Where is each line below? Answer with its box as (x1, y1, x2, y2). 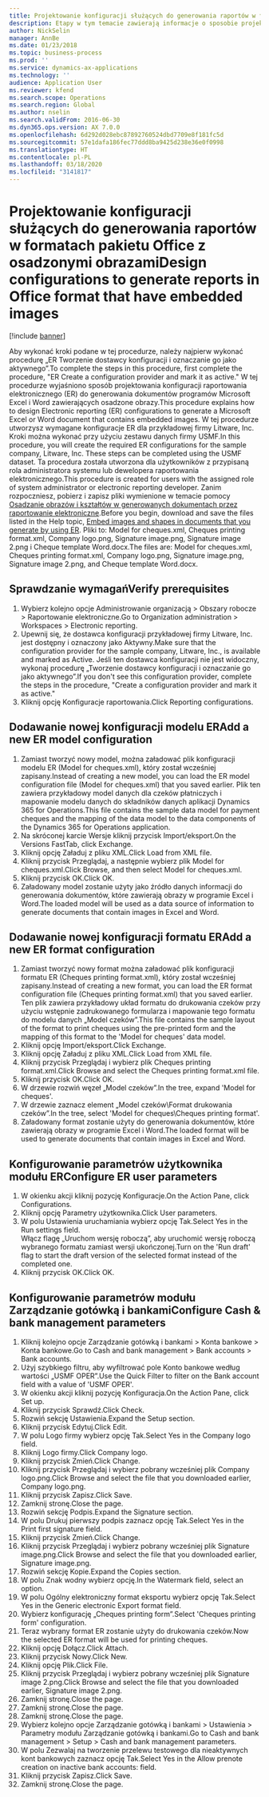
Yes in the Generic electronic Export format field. (20, 1601, 182, 1610)
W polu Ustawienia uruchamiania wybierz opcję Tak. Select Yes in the (20, 1217, 248, 1226)
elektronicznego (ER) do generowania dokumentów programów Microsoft (9, 389, 251, 399)
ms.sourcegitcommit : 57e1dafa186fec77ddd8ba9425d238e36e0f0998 (9, 138, 224, 146)
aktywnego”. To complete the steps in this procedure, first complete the (9, 363, 243, 373)
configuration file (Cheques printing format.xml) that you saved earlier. (20, 989, 253, 999)
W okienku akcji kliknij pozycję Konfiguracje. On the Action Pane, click (20, 1191, 250, 1201)
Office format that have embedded (9, 287, 243, 306)
